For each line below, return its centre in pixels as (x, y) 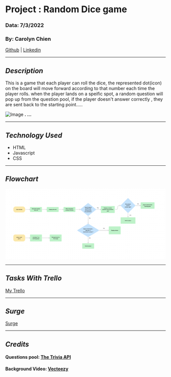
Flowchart (22, 179)
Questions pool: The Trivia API (38, 357)
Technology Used (34, 135)
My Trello (15, 291)
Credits (17, 344)
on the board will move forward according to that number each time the (80, 89)
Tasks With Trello (34, 278)
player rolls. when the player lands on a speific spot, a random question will (84, 94)
